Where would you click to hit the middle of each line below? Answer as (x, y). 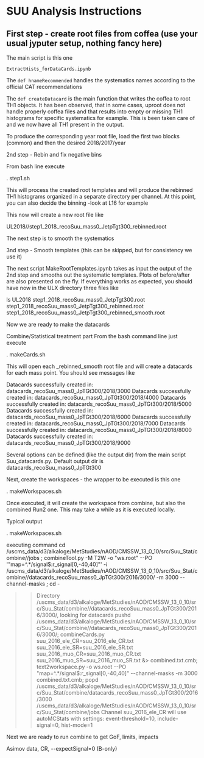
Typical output (24, 521)
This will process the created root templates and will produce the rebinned (100, 190)
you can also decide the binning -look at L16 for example (77, 203)
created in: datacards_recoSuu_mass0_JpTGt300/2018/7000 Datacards (96, 423)
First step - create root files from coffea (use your (102, 34)
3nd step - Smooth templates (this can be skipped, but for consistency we (99, 250)
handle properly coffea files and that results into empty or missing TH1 (94, 112)
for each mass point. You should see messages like (71, 373)
